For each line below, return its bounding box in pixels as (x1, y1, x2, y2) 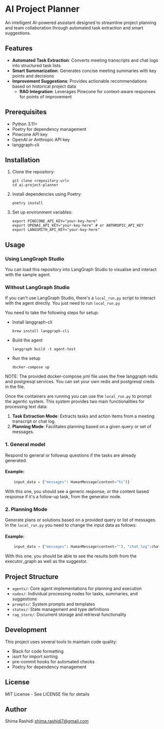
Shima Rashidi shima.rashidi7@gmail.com (5, 718, 89, 724)
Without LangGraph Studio (5, 284, 70, 291)
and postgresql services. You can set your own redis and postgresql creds (5, 379, 155, 385)
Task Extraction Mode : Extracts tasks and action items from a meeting (12, 413, 155, 419)
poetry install (12, 201, 43, 206)
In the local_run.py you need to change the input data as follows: (5, 522, 137, 528)
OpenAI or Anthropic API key (12, 136, 70, 143)
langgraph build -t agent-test (12, 347, 76, 352)
